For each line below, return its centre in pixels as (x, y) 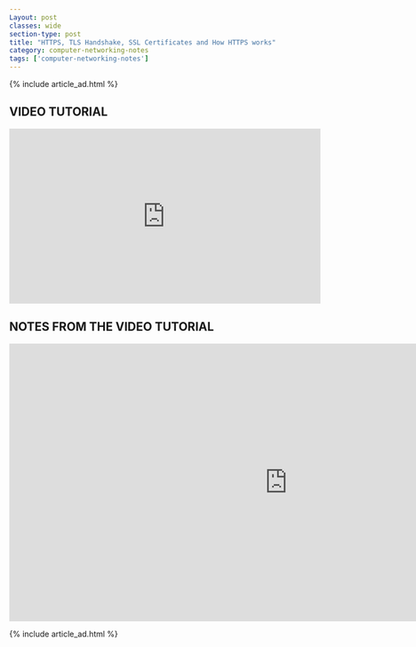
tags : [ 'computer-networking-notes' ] (79, 59)
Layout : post (33, 17)
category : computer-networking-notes (79, 51)
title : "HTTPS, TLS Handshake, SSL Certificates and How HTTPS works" (143, 42)
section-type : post (45, 34)
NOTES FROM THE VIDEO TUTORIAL (112, 327)
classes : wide (36, 26)
